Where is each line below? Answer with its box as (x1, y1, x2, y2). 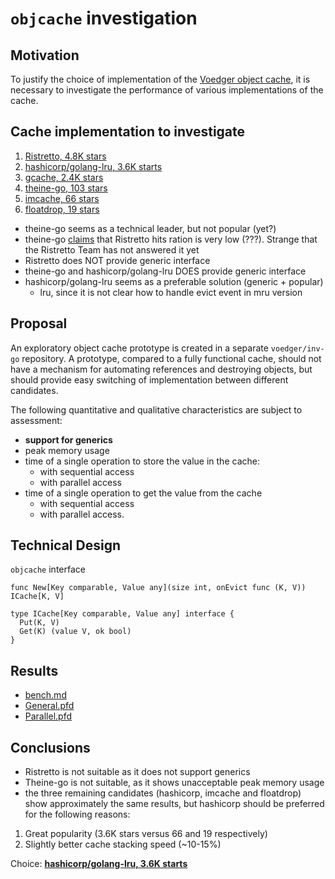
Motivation (10, 47, 80, 64)
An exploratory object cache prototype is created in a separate (10, 342, 269, 354)
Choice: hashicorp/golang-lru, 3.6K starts (10, 858, 188, 870)
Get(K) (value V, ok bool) (19, 627, 132, 637)
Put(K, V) (19, 618, 60, 628)
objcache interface (10, 563, 86, 576)
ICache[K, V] (10, 592, 65, 602)
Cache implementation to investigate (10, 123, 246, 141)
